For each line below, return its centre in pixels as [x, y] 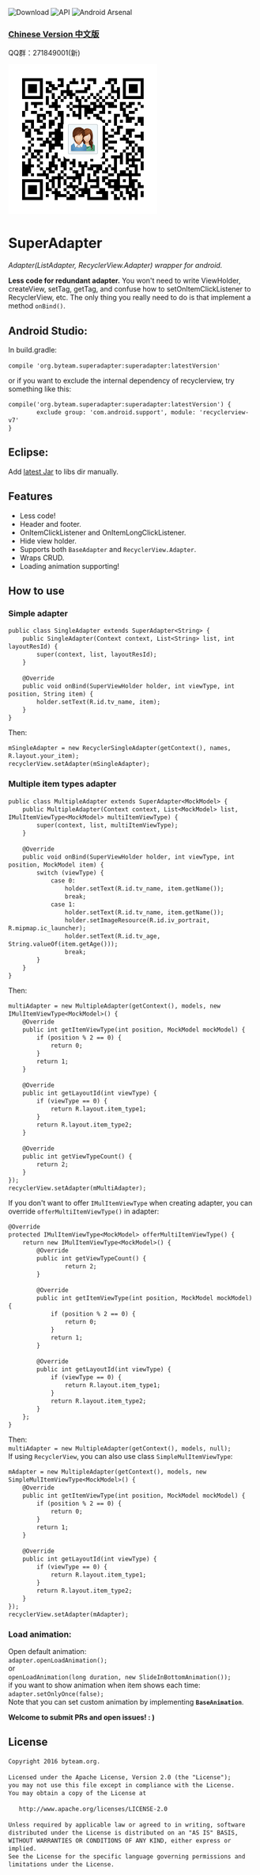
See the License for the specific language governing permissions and [127, 1856]
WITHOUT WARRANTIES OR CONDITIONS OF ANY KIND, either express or [120, 1841]
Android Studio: [48, 331]
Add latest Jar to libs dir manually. [63, 471]
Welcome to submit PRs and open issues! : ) [82, 1717]
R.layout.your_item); [44, 756]
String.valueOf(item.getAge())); [63, 944]
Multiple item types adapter [62, 784]
